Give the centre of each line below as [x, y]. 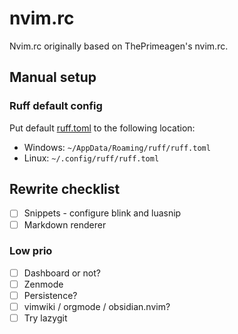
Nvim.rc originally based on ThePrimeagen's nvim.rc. [119, 46]
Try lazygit [45, 318]
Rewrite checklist [65, 189]
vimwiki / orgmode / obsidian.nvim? [97, 307]
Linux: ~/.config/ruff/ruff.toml [91, 158]
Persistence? [50, 295]
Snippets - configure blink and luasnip [102, 213]
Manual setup [53, 77]
